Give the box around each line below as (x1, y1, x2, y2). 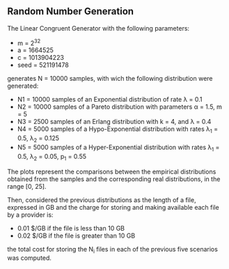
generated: (7, 82, 39, 90)
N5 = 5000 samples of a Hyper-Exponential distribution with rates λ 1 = (17, 143, 220, 153)
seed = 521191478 (17, 61, 70, 69)
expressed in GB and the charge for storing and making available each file (7, 203, 219, 211)
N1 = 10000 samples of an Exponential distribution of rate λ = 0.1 (17, 95, 203, 104)
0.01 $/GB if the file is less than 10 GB (17, 224, 125, 232)
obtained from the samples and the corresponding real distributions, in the (7, 174, 221, 183)
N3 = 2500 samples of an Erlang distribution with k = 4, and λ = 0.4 (17, 118, 212, 126)
